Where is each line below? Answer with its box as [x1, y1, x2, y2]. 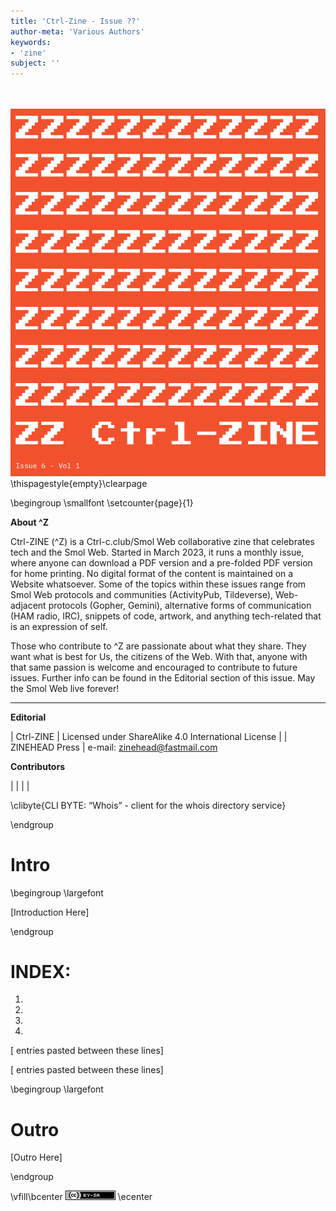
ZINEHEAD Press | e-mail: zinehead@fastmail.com [10, 741, 218, 753]
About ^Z [10, 516, 50, 528]
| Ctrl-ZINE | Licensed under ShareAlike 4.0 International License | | [10, 730, 288, 742]
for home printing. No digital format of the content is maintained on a [10, 567, 294, 579]
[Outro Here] [10, 1151, 63, 1164]
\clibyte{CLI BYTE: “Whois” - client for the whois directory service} [10, 799, 287, 811]
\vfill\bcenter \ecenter [10, 1191, 153, 1203]
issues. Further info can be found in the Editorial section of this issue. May [10, 671, 316, 684]
